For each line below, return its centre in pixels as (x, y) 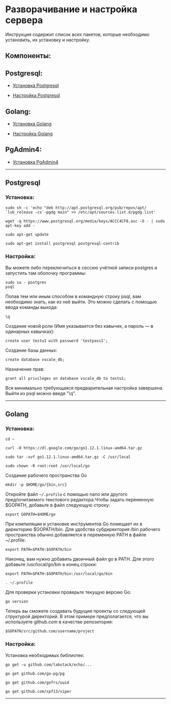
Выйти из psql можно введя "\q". (41, 393)
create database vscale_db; (35, 359)
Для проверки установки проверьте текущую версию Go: (68, 592)
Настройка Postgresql (36, 95)
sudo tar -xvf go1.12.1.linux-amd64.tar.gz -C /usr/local (68, 457)
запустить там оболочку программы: (46, 273)
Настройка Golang (33, 133)
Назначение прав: (25, 369)
